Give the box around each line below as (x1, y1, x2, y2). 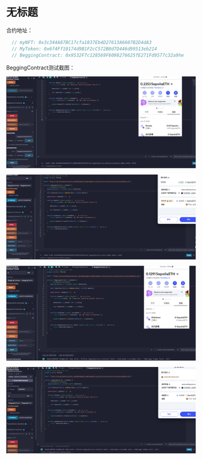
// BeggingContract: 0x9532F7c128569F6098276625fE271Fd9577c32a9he (11, 52, 185, 58)
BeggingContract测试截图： (6, 64, 75, 71)
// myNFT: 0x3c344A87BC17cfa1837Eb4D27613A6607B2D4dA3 (11, 39, 152, 45)
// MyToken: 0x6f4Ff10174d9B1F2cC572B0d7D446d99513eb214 (11, 46, 158, 52)
